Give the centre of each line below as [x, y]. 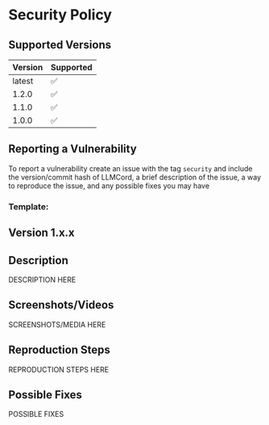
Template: [29, 206]
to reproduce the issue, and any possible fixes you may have [109, 185]
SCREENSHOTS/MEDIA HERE [57, 324]
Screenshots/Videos [61, 305]
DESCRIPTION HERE [42, 280]
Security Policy [60, 15]
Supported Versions [60, 45]
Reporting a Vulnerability [72, 149]
